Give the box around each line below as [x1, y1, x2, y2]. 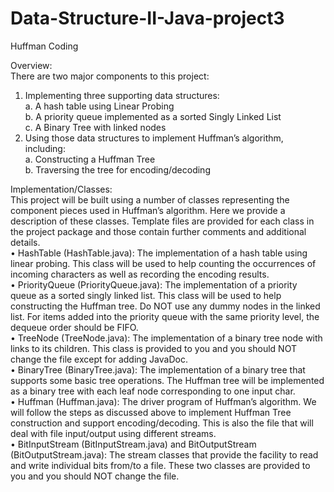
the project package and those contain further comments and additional [10, 225, 307, 237]
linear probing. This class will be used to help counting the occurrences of [10, 257, 317, 269]
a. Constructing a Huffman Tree [24, 153, 156, 165]
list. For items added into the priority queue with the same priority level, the [10, 310, 320, 322]
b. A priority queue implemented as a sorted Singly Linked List [24, 110, 282, 122]
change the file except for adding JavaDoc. [10, 353, 188, 365]
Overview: [10, 59, 53, 71]
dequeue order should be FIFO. [10, 321, 139, 333]
